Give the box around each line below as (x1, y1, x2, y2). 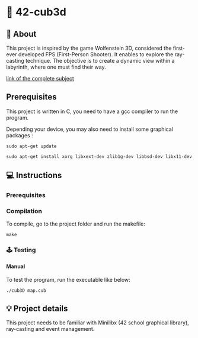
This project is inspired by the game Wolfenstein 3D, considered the (6, 44, 172, 51)
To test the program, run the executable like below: (6, 276, 130, 283)
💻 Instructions (6, 170, 62, 181)
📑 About (6, 29, 37, 39)
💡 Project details (6, 303, 68, 313)
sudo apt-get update (6, 143, 58, 149)
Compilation (6, 207, 43, 215)
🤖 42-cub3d (6, 5, 66, 19)
